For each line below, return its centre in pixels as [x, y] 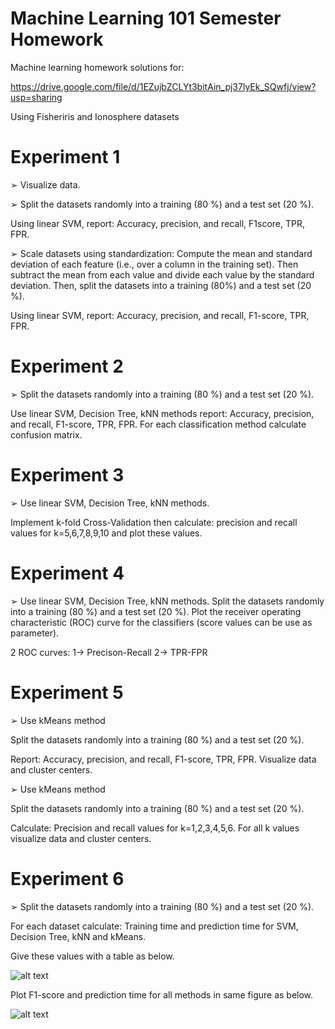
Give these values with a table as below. [92, 956]
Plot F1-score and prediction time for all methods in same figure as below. [162, 994]
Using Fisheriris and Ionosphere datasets [95, 116]
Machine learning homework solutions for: [97, 67]
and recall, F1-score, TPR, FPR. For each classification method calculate [158, 424]
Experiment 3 [67, 475]
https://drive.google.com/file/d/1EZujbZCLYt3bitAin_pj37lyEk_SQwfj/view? [163, 86]
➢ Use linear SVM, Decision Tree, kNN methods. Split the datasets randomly [167, 601]
